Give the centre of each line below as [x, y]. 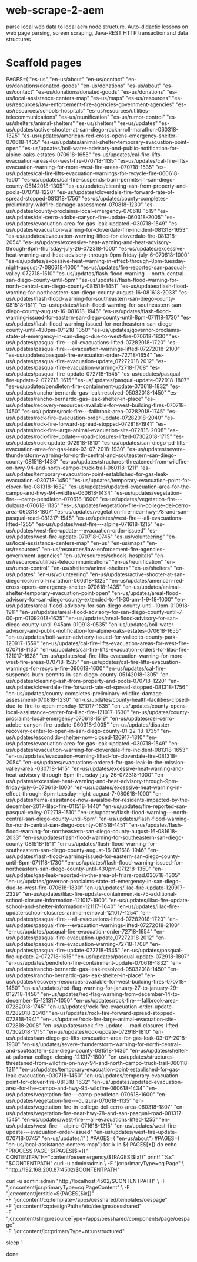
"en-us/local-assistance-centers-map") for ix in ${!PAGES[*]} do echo [92, 1144]
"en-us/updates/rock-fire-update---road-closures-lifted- [111, 1025]
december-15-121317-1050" [39, 1000]
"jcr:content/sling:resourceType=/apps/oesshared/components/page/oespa [98, 1218]
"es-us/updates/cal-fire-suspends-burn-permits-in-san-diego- [98, 179]
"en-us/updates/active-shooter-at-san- [137, 574]
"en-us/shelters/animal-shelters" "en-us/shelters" [111, 568]
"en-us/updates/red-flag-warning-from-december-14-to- [111, 994]
